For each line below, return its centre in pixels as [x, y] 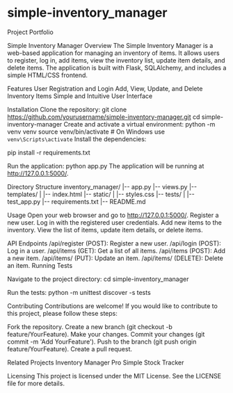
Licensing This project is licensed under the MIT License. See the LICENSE [114, 376]
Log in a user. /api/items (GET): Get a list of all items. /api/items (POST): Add [116, 250]
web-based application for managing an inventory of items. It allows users [114, 53]
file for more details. [36, 383]
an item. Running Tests [40, 265]
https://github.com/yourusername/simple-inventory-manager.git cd [104, 117]
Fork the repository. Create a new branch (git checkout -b [90, 327]
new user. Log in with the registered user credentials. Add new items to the [115, 222]
